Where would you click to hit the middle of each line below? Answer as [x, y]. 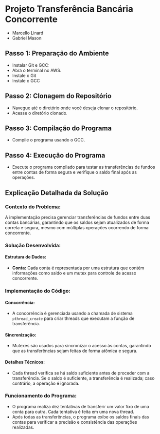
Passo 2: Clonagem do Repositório [58, 96]
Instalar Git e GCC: [31, 65]
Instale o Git [24, 75]
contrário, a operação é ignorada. [46, 383]
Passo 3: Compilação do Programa [58, 128]
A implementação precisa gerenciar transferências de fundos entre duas [78, 217]
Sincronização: [21, 335]
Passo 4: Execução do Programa [55, 155]
